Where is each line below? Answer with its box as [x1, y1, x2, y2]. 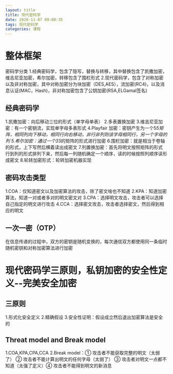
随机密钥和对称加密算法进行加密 [5, 245, 73, 251]
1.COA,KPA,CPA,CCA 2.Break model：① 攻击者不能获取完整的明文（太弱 [5, 350, 160, 356]
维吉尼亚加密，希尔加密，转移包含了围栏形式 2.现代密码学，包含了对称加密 [5, 75, 164, 81]
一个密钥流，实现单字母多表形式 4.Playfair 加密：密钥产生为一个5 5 [18, 125, 159, 131]
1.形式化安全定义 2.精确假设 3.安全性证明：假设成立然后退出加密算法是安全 [5, 314, 163, 320]
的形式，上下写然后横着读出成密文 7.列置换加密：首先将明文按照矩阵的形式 [5, 144, 163, 150]
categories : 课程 [5, 27, 41, 32]
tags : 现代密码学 [5, 22, 39, 27]
